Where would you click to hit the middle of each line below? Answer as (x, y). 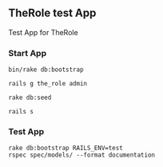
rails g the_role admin (48, 84)
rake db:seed (30, 98)
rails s (21, 112)
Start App (27, 53)
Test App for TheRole (43, 32)
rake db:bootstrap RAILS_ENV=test (66, 148)
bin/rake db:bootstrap (46, 70)
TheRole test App (52, 13)
